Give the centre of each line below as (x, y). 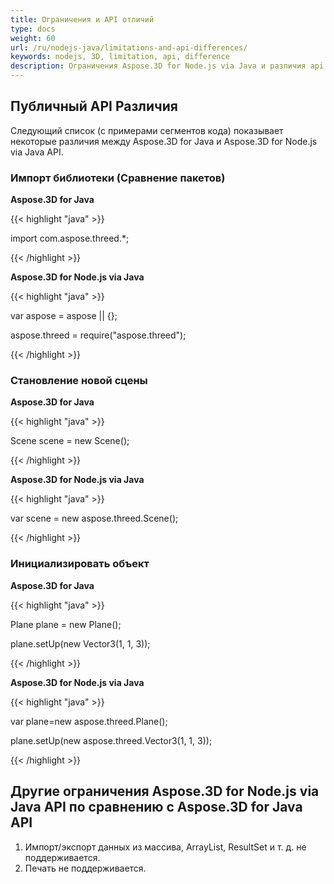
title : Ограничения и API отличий (82, 19)
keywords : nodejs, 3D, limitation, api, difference (120, 57)
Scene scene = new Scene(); (70, 441)
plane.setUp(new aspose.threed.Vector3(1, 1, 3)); (111, 740)
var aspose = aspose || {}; (64, 316)
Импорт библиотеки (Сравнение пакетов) (118, 178)
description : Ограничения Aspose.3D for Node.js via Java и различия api (167, 66)
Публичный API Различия (94, 106)
